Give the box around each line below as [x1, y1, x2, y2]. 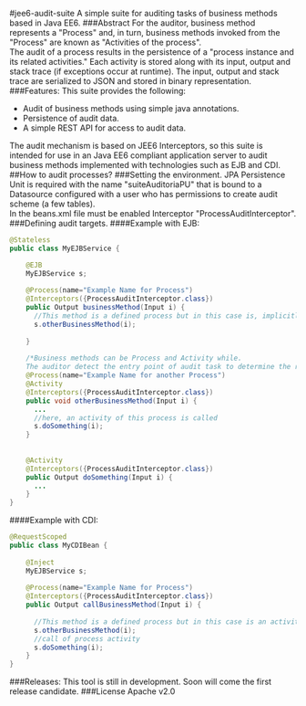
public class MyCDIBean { [9, 541, 107, 550]
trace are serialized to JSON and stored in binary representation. [9, 76, 252, 86]
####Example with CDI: [9, 515, 98, 526]
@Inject [25, 557, 55, 567]
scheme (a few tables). [9, 198, 96, 209]
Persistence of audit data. [22, 113, 120, 123]
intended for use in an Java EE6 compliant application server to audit [9, 150, 268, 161]
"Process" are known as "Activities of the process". [9, 37, 202, 47]
